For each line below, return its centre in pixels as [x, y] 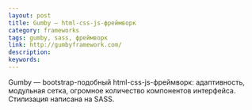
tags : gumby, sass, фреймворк [58, 38]
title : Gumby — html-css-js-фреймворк [72, 23]
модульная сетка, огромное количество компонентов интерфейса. [122, 90]
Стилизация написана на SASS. [61, 99]
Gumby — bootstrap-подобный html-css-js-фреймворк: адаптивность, [127, 82]
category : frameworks [44, 30]
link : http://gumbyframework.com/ [65, 45]
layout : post [30, 15]
